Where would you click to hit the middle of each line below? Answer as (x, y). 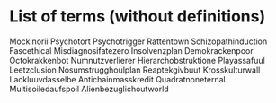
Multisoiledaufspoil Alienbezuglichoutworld (89, 89)
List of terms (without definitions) (138, 17)
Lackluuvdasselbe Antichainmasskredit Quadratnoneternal (118, 79)
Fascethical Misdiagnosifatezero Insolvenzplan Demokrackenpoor (131, 50)
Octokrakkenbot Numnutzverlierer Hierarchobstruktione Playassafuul (137, 60)
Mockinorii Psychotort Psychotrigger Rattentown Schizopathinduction (138, 41)
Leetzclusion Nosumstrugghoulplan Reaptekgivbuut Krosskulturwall (135, 70)
